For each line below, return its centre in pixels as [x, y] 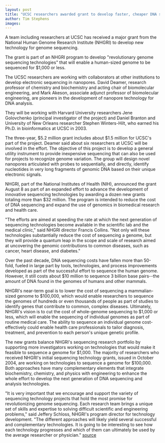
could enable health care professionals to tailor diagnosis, [86, 328]
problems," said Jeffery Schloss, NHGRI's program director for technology [80, 414]
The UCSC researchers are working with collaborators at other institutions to [82, 77]
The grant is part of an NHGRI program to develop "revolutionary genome [79, 57]
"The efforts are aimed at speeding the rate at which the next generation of [81, 220]
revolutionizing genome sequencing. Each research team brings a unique [79, 404]
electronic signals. [24, 174]
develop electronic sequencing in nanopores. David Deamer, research [76, 83]
